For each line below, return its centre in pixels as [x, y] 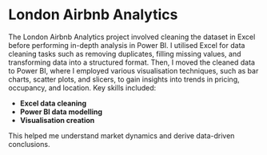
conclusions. [29, 144]
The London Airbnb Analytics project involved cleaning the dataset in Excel [132, 37]
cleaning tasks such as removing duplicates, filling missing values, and [125, 54]
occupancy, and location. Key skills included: [82, 87]
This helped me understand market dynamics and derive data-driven [122, 135]
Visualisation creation [57, 120]
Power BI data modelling [61, 111]
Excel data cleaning [53, 103]
